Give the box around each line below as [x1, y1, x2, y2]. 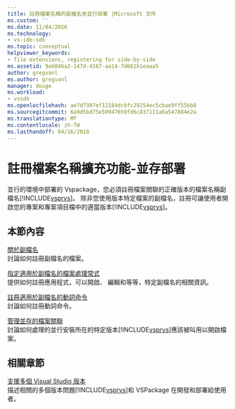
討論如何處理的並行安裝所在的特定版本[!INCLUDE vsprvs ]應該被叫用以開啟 [7, 325, 221, 334]
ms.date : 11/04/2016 [7, 23, 68, 30]
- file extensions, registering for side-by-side [7, 56, 156, 63]
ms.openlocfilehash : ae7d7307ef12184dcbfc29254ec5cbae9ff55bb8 [7, 102, 197, 109]
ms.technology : [7, 30, 52, 37]
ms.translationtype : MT [7, 115, 77, 122]
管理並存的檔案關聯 [7, 317, 63, 325]
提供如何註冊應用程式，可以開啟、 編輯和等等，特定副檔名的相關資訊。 [7, 278, 212, 287]
